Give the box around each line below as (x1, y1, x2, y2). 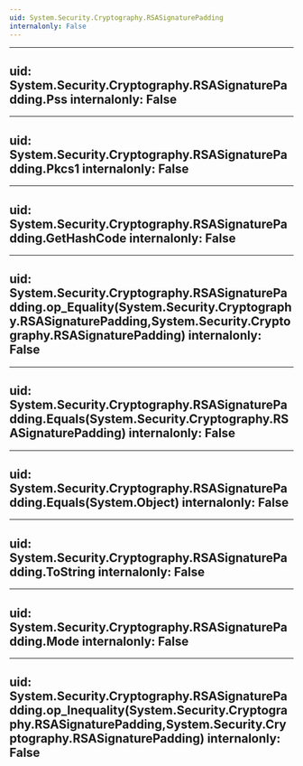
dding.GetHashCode (9, 230, 127, 246)
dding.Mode (9, 633, 79, 649)
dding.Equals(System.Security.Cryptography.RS (9, 412, 289, 427)
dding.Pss (9, 91, 68, 107)
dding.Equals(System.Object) (9, 494, 180, 510)
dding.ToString (9, 564, 96, 579)
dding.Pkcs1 (9, 161, 80, 176)
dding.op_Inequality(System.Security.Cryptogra (9, 703, 289, 718)
